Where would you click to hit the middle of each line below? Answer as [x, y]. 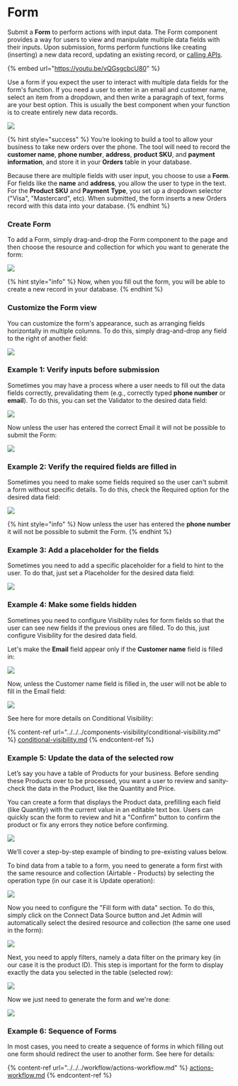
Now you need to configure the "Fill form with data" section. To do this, [111, 908]
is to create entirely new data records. [63, 112]
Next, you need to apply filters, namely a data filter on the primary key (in [114, 958]
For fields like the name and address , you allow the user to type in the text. [117, 183]
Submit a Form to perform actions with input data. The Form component [113, 32]
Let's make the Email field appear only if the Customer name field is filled [115, 649]
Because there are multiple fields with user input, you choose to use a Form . [119, 175]
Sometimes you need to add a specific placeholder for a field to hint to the [116, 565]
